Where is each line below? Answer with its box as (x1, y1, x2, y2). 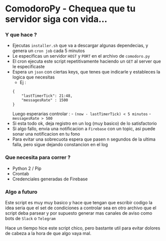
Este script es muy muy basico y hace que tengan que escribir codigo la (5, 200, 153, 206)
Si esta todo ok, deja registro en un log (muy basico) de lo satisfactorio (12, 120, 157, 127)
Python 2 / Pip (12, 165, 42, 171)
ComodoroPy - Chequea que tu (5, 3, 136, 14)
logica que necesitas (12, 74, 55, 80)
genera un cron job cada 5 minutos (12, 48, 85, 54)
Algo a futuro (5, 188, 38, 195)
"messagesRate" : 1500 (21, 98, 68, 103)
